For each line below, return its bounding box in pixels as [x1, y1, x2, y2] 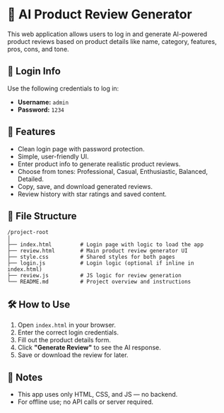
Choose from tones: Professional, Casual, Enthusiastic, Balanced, [17, 167, 208, 175]
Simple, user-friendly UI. [17, 152, 89, 161]
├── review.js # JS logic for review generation [7, 272, 182, 279]
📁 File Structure [7, 210, 77, 222]
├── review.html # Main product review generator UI [7, 248, 189, 255]
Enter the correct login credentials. [17, 328, 119, 337]
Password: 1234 [17, 105, 65, 114]
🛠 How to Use [7, 298, 71, 310]
